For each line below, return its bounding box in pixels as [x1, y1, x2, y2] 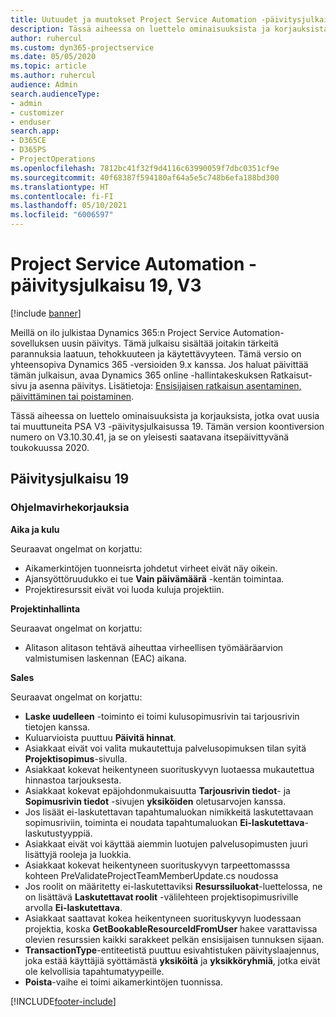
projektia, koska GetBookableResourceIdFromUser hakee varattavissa [24, 922, 318, 935]
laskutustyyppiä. [24, 827, 93, 839]
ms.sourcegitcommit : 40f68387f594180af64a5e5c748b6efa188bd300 [10, 172, 280, 183]
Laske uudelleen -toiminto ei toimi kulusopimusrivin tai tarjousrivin [24, 710, 300, 722]
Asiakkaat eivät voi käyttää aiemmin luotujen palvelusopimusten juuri [24, 837, 308, 850]
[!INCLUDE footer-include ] [10, 995, 117, 1007]
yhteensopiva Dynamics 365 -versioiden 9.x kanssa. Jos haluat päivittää [10, 358, 309, 370]
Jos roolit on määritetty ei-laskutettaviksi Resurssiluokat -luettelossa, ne [24, 880, 323, 892]
